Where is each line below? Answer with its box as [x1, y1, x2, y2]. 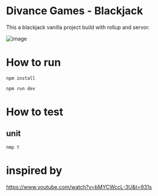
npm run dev [6, 86, 35, 92]
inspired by [6, 164, 62, 178]
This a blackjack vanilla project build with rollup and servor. [6, 24, 150, 31]
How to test [6, 105, 64, 119]
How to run [6, 56, 61, 69]
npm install [6, 75, 35, 81]
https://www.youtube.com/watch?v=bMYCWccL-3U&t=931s [6, 183, 152, 190]
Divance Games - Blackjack [6, 4, 143, 18]
